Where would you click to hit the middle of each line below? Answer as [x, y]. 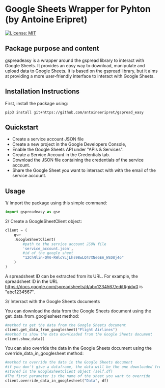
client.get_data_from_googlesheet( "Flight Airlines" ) [61, 330]
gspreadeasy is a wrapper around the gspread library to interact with [75, 60]
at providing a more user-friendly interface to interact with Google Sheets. [80, 76]
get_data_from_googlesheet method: [42, 316]
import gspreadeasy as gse [33, 212]
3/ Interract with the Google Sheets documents [53, 301]
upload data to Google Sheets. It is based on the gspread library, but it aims [82, 71]
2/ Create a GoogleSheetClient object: [43, 222]
